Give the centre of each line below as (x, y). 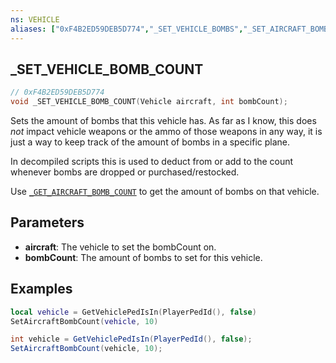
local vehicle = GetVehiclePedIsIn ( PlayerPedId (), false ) (133, 312)
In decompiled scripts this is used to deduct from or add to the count (152, 162)
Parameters (47, 222)
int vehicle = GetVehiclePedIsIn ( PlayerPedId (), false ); (131, 339)
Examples (41, 289)
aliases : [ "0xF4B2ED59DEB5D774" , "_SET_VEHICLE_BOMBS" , (127, 29)
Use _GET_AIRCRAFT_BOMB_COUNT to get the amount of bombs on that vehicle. (165, 192)
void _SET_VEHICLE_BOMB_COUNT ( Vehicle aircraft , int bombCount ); (149, 102)
